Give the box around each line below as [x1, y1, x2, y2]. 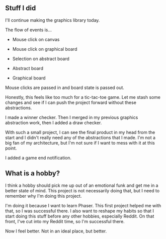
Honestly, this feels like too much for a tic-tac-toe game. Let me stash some [5, 94, 161, 100]
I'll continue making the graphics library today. [5, 17, 100, 23]
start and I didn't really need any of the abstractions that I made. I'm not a [5, 134, 156, 141]
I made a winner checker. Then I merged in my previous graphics [5, 114, 138, 120]
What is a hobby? [5, 169, 60, 178]
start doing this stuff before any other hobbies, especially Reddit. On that [5, 213, 155, 219]
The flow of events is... [5, 27, 52, 33]
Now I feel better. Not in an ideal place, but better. [5, 228, 107, 234]
